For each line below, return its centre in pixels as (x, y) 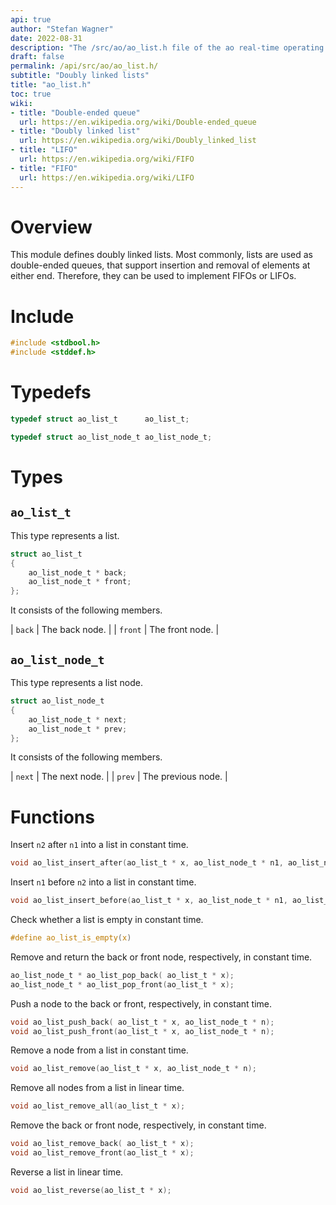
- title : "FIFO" (44, 168)
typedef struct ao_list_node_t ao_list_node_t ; (111, 437)
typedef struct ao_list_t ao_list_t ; (100, 419)
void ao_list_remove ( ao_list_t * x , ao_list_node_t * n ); (133, 1069)
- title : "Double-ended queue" (75, 112)
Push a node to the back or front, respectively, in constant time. (141, 1003)
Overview (51, 227)
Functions (52, 817)
